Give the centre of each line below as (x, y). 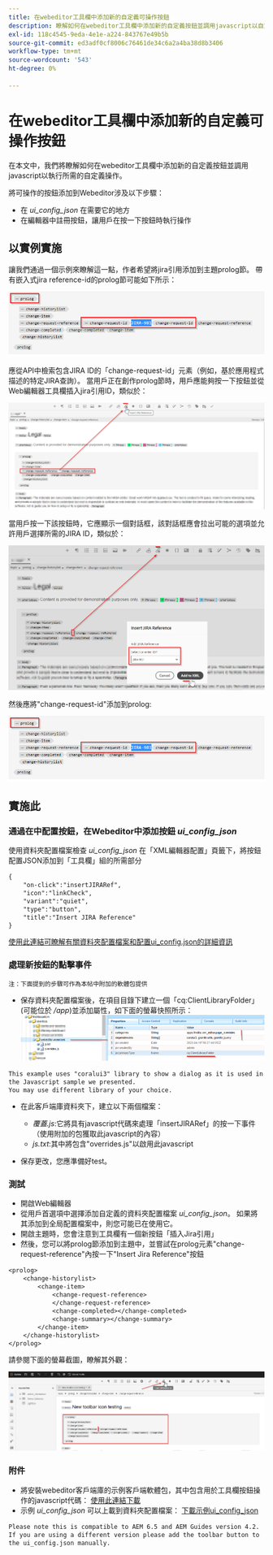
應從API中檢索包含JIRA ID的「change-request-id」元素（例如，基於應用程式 (136, 370)
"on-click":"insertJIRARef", (72, 886)
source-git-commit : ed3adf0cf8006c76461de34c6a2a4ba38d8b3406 (116, 43)
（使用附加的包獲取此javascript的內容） (98, 1133)
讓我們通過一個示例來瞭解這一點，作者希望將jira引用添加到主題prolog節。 (131, 269)
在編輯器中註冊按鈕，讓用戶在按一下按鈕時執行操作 (106, 220)
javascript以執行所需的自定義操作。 (68, 175)
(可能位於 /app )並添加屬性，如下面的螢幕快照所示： (106, 1010)
